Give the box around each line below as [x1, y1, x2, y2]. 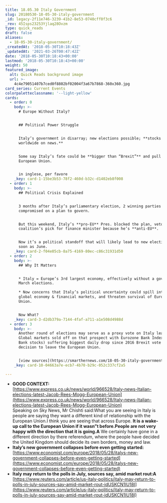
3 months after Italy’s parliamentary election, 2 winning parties [18, 204, 162, 209]
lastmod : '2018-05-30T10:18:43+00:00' [5, 58, 85, 63]
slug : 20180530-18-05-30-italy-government [5, 12, 94, 17]
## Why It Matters [18, 262, 57, 268]
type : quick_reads [5, 26, 43, 31]
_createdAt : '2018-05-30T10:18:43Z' [5, 44, 81, 49]
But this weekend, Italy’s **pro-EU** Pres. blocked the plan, [18, 222, 153, 227]
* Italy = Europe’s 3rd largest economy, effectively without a [18, 276, 155, 281]
